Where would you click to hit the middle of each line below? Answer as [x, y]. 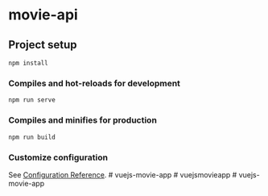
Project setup [43, 45]
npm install [28, 63]
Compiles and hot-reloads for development [95, 83]
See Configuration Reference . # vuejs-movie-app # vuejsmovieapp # [123, 174]
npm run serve [32, 100]
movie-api [43, 15]
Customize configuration [58, 157]
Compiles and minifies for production [82, 120]
